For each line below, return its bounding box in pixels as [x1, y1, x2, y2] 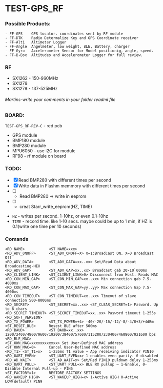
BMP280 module [12, 143, 46, 149]
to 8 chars [5, 306, 27, 311]
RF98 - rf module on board [12, 153, 66, 159]
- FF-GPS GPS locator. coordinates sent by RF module [5, 31, 123, 37]
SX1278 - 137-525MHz [12, 85, 58, 91]
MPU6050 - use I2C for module [12, 148, 76, 154]
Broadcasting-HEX [5, 264, 41, 268]
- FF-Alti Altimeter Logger [5, 40, 67, 45]
